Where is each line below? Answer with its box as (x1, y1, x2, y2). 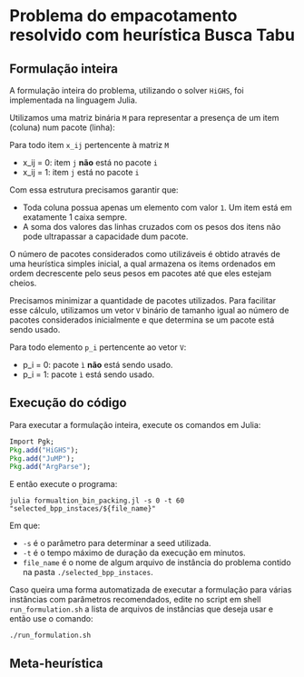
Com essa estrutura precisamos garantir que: (9, 184, 179, 195)
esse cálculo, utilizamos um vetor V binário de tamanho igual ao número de (9, 305, 289, 315)
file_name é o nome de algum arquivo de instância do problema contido (22, 557, 292, 568)
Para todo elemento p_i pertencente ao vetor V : (9, 342, 187, 353)
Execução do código (9, 395, 127, 411)
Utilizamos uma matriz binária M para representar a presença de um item (9, 113, 279, 123)
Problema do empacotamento (9, 5, 238, 26)
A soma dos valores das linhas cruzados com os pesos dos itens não (22, 222, 281, 232)
